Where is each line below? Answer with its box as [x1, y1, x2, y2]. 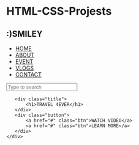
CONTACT [15, 71, 42, 78]
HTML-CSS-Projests [6, 4, 112, 18]
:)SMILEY [6, 29, 43, 39]
